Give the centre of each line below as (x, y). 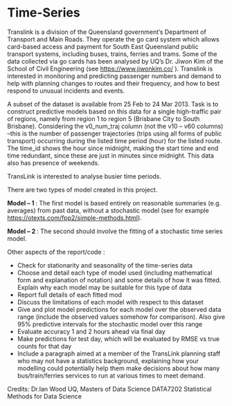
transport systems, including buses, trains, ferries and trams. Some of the (112, 54)
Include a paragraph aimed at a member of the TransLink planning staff (119, 353)
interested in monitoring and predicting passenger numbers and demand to (114, 76)
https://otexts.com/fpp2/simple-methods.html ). (74, 218)
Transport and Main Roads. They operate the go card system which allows (113, 39)
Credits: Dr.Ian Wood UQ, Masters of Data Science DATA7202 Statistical (109, 389)
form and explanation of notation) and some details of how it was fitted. (119, 280)
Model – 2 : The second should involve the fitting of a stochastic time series (115, 231)
